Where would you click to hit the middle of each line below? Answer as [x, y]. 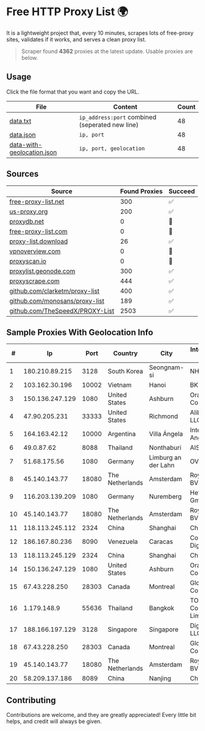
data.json [23, 134]
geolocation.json [33, 152]
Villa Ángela [166, 434]
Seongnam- [167, 367]
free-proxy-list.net [37, 201]
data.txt [20, 121]
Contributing [31, 700]
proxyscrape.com [34, 281]
